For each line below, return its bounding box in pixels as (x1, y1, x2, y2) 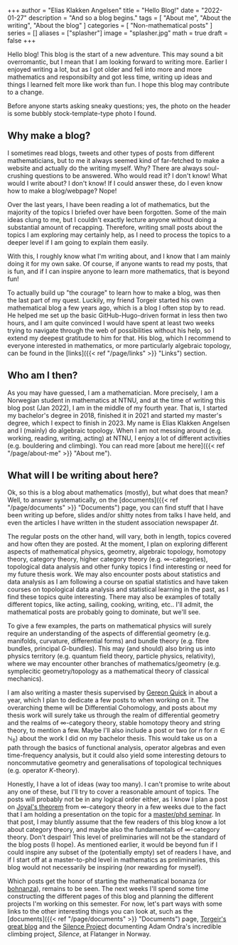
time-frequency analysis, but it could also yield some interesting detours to (7, 751, 227, 760)
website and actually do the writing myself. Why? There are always (7, 164, 203, 172)
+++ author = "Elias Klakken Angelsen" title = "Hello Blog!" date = (7, 6, 200, 14)
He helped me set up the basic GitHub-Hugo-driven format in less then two (7, 311, 228, 320)
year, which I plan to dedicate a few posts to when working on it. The (7, 696, 210, 704)
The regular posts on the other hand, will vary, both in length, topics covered (7, 532, 232, 541)
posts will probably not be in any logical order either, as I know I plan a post (7, 795, 228, 803)
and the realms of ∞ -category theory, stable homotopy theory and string (7, 719, 221, 727)
